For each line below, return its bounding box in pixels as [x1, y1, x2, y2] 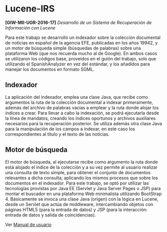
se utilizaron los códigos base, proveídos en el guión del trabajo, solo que [5, 55, 157, 61]
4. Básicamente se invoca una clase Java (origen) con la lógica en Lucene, [5, 196, 159, 202]
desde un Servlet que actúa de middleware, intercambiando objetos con [5, 201, 154, 207]
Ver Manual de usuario [5, 222, 52, 228]
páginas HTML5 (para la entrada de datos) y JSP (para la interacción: [5, 207, 148, 213]
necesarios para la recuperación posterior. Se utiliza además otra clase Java [5, 120, 162, 126]
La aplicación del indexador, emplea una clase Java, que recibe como [5, 94, 149, 100]
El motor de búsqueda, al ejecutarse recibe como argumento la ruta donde [5, 159, 158, 165]
